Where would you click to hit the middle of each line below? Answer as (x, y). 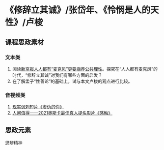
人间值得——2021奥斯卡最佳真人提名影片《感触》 (62, 113)
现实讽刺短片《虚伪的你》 (38, 107)
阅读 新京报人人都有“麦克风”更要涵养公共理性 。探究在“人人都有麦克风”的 (85, 69)
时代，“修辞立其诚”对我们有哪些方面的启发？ (57, 75)
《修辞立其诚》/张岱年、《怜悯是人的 (78, 10)
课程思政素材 (25, 42)
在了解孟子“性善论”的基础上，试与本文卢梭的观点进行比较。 (72, 81)
